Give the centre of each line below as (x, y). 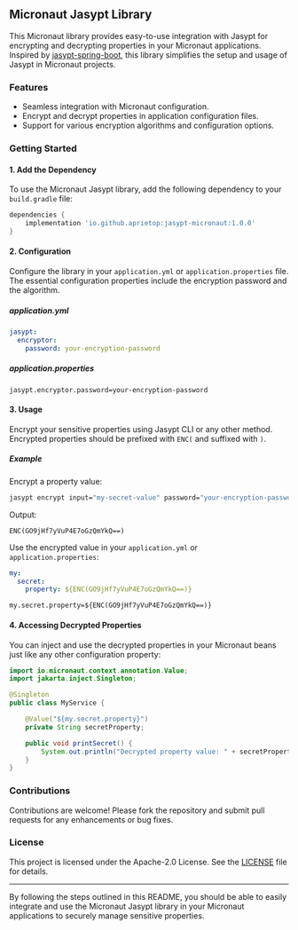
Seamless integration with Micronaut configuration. (115, 106)
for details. (29, 871)
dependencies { (37, 215)
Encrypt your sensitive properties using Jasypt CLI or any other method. (141, 429)
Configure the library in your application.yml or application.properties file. (149, 272)
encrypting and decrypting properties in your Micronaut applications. (135, 45)
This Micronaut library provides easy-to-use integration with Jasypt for (139, 35)
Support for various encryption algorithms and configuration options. (148, 126)
